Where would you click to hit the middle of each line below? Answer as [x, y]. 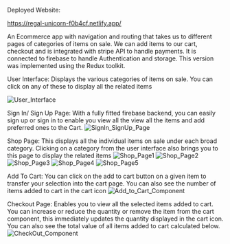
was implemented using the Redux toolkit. [66, 66]
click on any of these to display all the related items [80, 86]
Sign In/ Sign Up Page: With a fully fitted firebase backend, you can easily [112, 113]
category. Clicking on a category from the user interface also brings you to [113, 148]
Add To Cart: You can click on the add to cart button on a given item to [107, 176]
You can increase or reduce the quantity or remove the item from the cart [111, 211]
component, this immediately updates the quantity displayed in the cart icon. [115, 219]
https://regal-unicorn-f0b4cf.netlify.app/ [64, 23]
